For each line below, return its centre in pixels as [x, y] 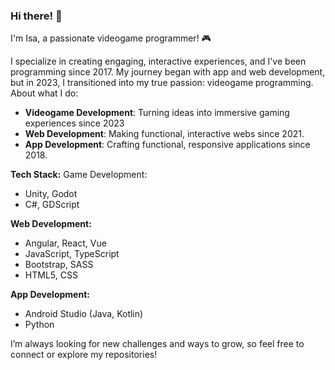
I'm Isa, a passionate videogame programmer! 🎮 [111, 38]
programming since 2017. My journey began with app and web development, [168, 72]
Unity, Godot [51, 194]
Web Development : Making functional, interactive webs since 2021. [164, 134]
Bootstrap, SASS [59, 265]
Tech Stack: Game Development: [79, 175]
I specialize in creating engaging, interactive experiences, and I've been [158, 61]
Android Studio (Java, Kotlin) [84, 314]
